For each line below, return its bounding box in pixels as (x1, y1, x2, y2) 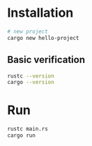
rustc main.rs (7, 126, 49, 133)
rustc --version (7, 72, 54, 80)
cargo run (7, 132, 36, 139)
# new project (7, 28, 49, 35)
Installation (7, 5, 74, 21)
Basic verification (7, 54, 86, 66)
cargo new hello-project (7, 34, 79, 41)
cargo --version (7, 79, 54, 86)
